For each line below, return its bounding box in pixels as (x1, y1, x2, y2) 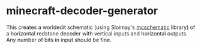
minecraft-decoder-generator (6, 4, 158, 18)
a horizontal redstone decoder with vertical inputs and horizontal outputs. (6, 30, 188, 37)
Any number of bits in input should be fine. (6, 36, 112, 43)
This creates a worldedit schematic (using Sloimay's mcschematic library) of (6, 24, 196, 31)
